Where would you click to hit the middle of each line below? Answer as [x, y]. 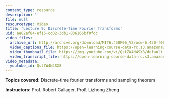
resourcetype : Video [27, 24]
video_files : [19, 38]
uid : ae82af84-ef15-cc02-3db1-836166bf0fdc [52, 33]
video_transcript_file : [34, 57]
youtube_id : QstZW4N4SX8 [36, 66]
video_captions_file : [32, 47]
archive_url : [23, 43]
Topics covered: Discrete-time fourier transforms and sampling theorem [80, 80]
